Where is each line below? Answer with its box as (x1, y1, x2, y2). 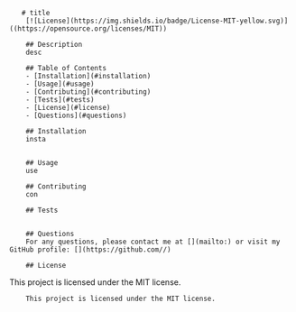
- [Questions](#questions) (25, 111, 127, 120)
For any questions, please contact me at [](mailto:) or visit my (25, 237, 281, 246)
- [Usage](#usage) (25, 79, 95, 88)
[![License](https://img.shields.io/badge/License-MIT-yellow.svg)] (25, 16, 289, 25)
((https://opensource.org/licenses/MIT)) (9, 24, 168, 33)
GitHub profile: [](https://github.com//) (9, 245, 171, 254)
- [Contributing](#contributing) (25, 87, 152, 96)
